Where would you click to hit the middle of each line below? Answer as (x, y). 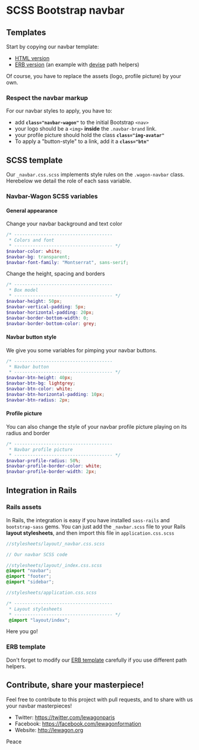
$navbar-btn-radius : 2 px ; (38, 400)
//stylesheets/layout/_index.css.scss (54, 565)
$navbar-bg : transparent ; (38, 257)
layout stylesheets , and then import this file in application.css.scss (90, 533)
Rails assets (24, 507)
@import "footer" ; (29, 577)
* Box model (23, 290)
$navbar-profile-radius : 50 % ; (44, 461)
